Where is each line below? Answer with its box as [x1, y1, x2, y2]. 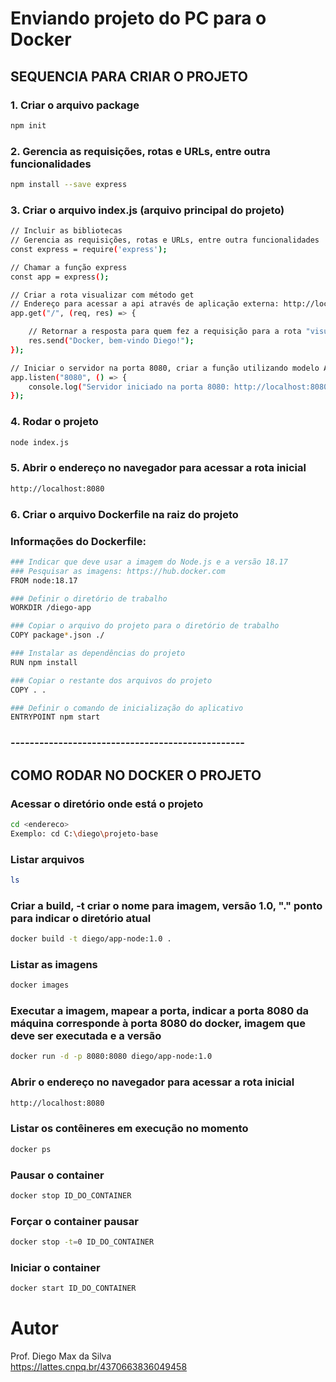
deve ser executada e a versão [10, 1029, 162, 1043]
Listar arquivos [10, 852, 85, 866]
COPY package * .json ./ [10, 630, 105, 641]
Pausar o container [10, 1168, 105, 1182]
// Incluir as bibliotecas [10, 226, 123, 236]
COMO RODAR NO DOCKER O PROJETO [10, 767, 262, 784]
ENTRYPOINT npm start [10, 712, 101, 722]
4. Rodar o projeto [10, 415, 99, 429]
